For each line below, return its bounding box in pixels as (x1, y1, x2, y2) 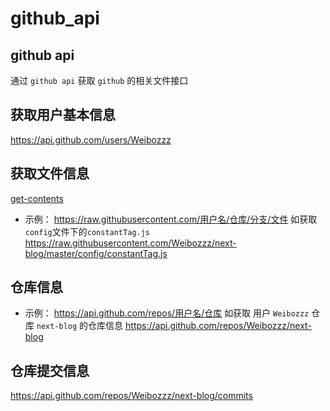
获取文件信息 (10, 165, 90, 182)
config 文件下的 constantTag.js (24, 225, 150, 237)
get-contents (10, 192, 64, 204)
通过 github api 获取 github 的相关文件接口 (10, 75, 189, 86)
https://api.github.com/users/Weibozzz (10, 133, 172, 146)
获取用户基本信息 (10, 107, 116, 124)
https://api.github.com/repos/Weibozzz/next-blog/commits (10, 390, 253, 402)
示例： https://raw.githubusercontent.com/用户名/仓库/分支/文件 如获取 (24, 213, 318, 225)
